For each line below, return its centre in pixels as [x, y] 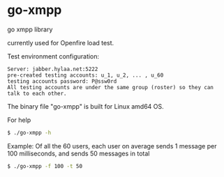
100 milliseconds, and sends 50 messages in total [79, 153]
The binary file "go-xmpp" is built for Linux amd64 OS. [85, 106]
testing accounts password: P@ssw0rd [62, 81]
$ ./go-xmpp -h [29, 132]
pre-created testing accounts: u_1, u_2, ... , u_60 [85, 75]
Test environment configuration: [53, 56]
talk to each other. [37, 93]
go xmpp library [30, 29]
